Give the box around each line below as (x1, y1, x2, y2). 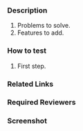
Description (7, 6, 48, 15)
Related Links (7, 79, 54, 89)
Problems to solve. (17, 21, 71, 30)
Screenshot (7, 116, 47, 126)
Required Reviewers (7, 98, 76, 107)
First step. (17, 62, 46, 70)
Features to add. (17, 28, 64, 37)
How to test (7, 46, 47, 55)
